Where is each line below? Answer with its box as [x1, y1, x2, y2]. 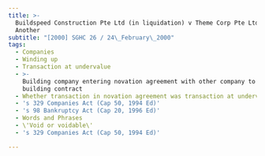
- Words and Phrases [15, 114, 83, 122]
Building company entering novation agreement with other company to [22, 77, 256, 85]
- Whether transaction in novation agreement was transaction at [15, 92, 235, 100]
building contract [22, 84, 83, 93]
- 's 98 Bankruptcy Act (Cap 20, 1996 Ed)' [15, 107, 160, 115]
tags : [8, 41, 26, 49]
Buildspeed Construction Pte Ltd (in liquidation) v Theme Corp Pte [15, 19, 245, 27]
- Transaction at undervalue [15, 63, 111, 71]
